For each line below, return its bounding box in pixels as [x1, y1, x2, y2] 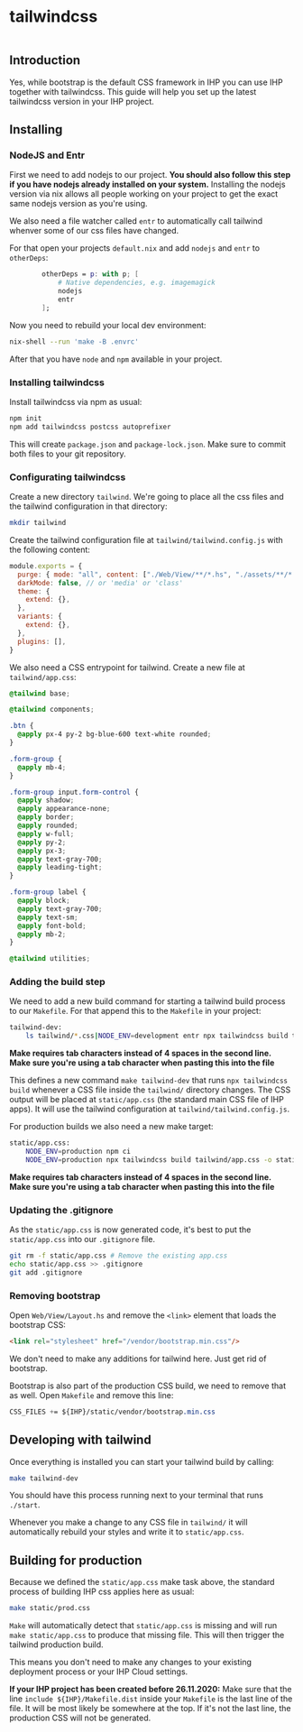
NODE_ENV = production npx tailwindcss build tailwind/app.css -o [25, 1155, 272, 1165]
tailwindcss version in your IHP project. [9, 96, 155, 106]
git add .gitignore [9, 1267, 83, 1277]
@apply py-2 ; [17, 837, 67, 847]
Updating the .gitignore [9, 1203, 114, 1216]
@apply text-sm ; [17, 913, 78, 922]
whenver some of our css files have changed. [9, 226, 179, 236]
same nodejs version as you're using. [9, 198, 148, 209]
